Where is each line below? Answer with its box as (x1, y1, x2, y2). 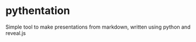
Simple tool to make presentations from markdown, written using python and (5, 23, 191, 30)
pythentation (5, 4, 70, 17)
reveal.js (5, 29, 26, 36)
